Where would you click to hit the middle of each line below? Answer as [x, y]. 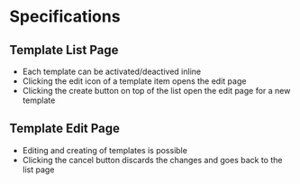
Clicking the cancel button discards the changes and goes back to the [152, 160]
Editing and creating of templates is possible [105, 150]
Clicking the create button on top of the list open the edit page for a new [156, 91]
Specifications [65, 17]
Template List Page [64, 50]
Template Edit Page [64, 129]
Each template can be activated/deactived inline [111, 71]
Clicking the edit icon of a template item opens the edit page [134, 81]
